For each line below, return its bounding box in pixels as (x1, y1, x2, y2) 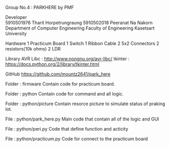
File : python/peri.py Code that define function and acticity (5, 126, 129, 132)
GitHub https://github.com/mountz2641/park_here (5, 71, 111, 77)
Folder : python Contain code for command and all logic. (5, 91, 124, 96)
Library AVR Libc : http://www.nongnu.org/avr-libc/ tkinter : (5, 56, 130, 62)
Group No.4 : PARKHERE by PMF (5, 5, 74, 10)
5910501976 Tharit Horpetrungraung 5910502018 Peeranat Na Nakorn (5, 20, 153, 26)
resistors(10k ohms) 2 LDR (5, 46, 61, 52)
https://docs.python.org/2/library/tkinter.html (5, 61, 100, 67)
